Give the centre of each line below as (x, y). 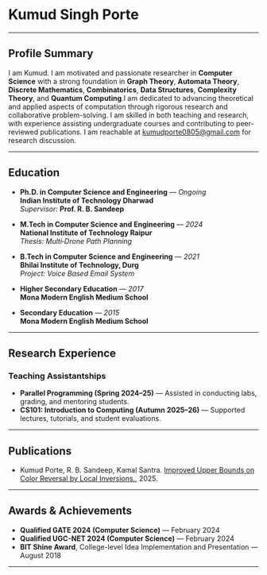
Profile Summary (51, 54)
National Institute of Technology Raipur (86, 233)
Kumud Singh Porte (74, 15)
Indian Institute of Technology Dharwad (86, 200)
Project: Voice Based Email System (77, 273)
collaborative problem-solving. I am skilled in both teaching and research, (128, 115)
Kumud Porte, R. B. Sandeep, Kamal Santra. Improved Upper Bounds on (137, 470)
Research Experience (62, 353)
